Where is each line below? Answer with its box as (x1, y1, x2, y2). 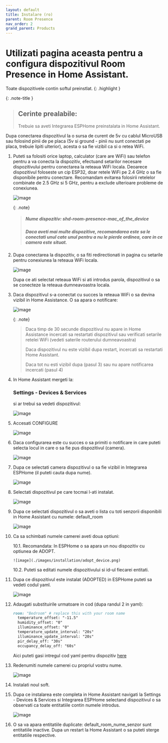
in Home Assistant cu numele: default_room (12, 513, 103, 519)
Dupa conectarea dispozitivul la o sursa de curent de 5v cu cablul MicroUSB (5, 132, 163, 138)
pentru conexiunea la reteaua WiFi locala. (12, 257, 98, 263)
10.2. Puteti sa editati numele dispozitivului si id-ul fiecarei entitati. (12, 567, 149, 573)
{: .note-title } (5, 95, 33, 101)
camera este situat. (25, 239, 67, 245)
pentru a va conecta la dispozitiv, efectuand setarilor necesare (12, 158, 142, 164)
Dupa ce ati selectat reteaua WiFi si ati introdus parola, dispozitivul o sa (12, 277, 160, 283)
